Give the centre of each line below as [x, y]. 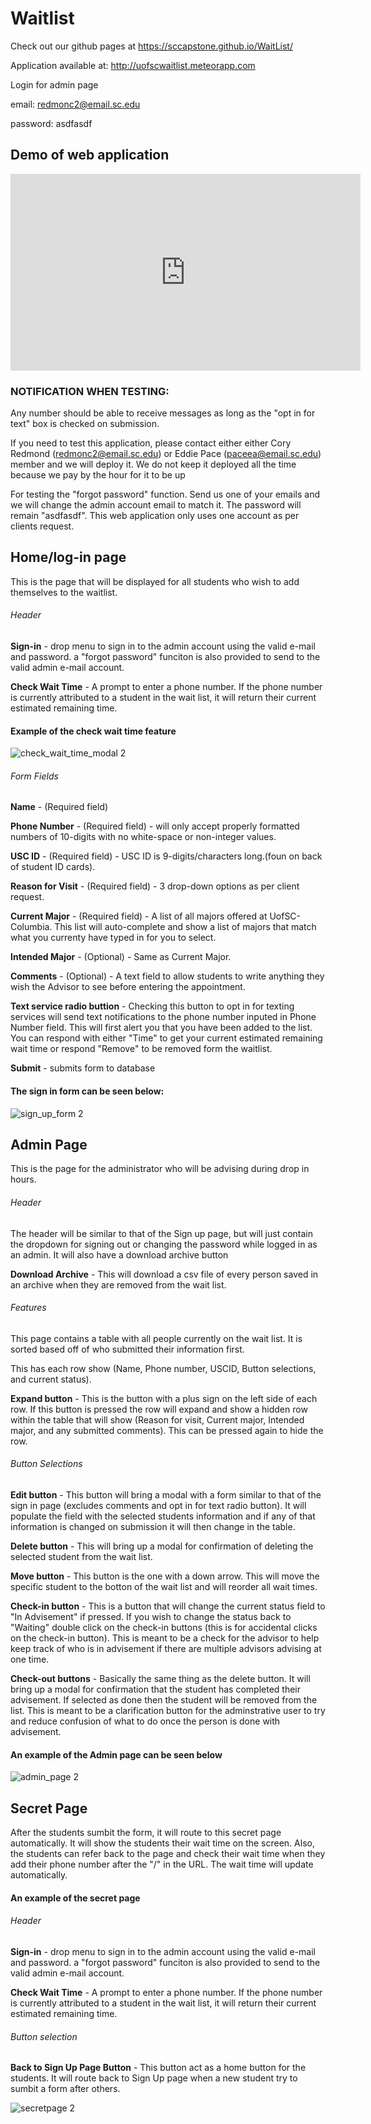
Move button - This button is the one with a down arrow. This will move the [165, 1576]
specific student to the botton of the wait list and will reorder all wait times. [164, 1587]
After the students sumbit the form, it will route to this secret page [146, 1833]
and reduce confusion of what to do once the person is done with [145, 1721]
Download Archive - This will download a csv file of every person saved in [164, 1274]
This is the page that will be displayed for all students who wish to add [155, 581]
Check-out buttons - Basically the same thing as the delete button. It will [160, 1679]
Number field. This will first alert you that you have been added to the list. [161, 1028]
